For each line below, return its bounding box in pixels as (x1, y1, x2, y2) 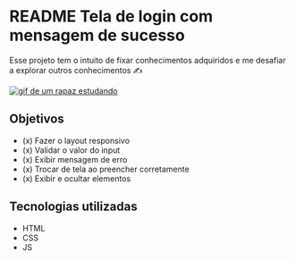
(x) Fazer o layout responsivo (21, 135, 131, 146)
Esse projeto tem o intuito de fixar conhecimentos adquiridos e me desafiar (9, 55, 286, 65)
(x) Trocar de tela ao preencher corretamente (21, 164, 190, 174)
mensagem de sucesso (9, 25, 185, 46)
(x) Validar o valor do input (21, 145, 121, 155)
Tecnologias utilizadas (9, 199, 138, 214)
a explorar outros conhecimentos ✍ (9, 64, 143, 75)
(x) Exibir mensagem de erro (21, 154, 128, 164)
